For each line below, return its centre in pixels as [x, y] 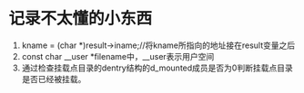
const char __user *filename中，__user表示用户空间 [118, 56]
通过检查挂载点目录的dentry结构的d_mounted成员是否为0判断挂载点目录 [157, 68]
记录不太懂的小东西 [81, 19]
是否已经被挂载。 [54, 79]
